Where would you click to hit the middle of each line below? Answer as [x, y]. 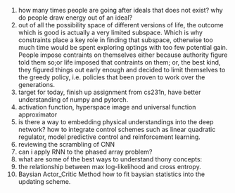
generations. [37, 85]
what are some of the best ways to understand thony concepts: [110, 159]
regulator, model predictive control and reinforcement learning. [109, 137]
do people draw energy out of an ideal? [75, 18]
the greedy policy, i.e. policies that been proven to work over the [112, 77]
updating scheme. [44, 181]
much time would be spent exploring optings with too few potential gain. [123, 47]
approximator [38, 114]
